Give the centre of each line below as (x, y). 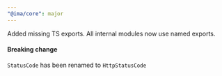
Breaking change (32, 50)
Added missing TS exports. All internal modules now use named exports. (111, 33)
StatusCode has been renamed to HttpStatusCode (77, 65)
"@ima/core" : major (35, 14)
